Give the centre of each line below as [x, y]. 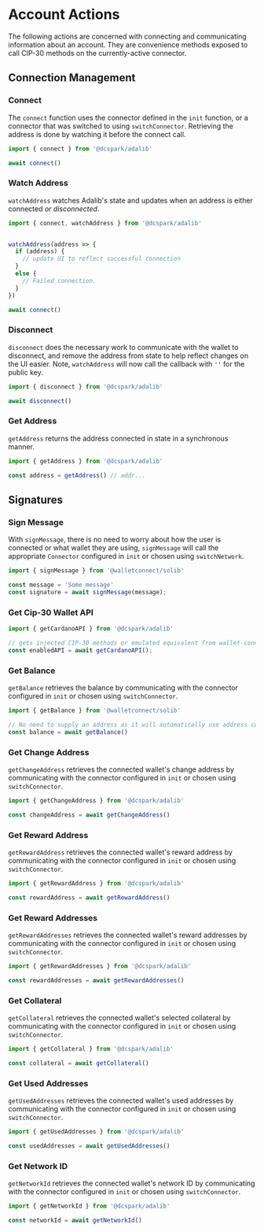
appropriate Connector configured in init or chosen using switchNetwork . [126, 556]
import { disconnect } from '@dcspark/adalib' [86, 387]
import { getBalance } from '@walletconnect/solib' [94, 711]
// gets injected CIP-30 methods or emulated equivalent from [112, 643]
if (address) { [40, 251]
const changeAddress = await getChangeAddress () [89, 815]
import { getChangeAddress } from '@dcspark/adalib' [96, 800]
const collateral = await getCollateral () [79, 1063]
